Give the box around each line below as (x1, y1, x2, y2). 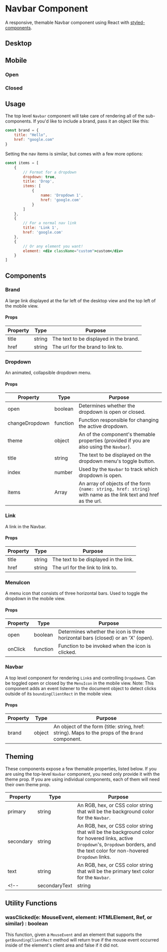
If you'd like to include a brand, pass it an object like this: (33, 118, 150, 124)
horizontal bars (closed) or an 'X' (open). (58, 634, 154, 641)
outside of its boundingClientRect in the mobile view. (5, 691, 113, 697)
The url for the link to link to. (52, 564, 118, 571)
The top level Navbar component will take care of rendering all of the (5, 113, 145, 119)
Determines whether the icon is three (58, 628, 145, 635)
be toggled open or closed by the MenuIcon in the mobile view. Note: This (5, 680, 154, 686)
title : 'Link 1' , (23, 225, 59, 231)
